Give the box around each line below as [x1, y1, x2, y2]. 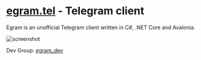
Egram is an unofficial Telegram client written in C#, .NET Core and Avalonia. [6, 24, 196, 31]
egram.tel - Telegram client [6, 4, 145, 18]
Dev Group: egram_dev [6, 46, 64, 54]
